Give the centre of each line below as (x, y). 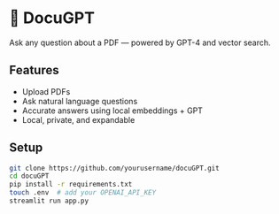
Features (34, 70)
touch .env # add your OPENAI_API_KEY (83, 193)
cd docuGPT (29, 176)
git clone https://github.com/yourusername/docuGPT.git (114, 168)
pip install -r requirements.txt (71, 185)
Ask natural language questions (80, 101)
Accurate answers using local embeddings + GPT (112, 111)
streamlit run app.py (49, 201)
